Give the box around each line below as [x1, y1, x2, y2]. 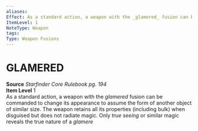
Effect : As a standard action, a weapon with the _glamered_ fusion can [6, 14, 189, 20]
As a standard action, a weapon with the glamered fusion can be [6, 93, 163, 100]
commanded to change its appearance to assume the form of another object [6, 99, 192, 106]
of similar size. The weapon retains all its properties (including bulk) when [6, 105, 186, 112]
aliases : [6, 8, 28, 15]
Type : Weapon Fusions [6, 36, 60, 42]
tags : [6, 31, 19, 36]
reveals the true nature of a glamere [6, 118, 94, 125]
